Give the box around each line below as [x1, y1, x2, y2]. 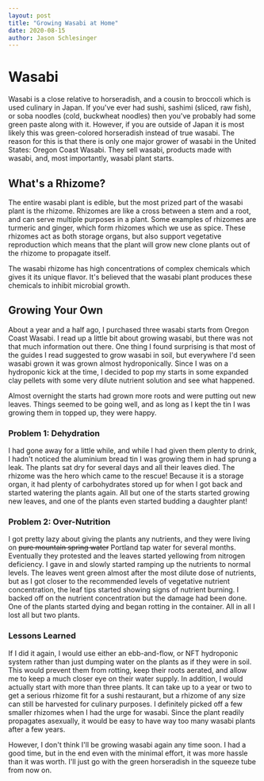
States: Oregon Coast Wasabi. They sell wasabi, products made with [8, 145, 232, 155]
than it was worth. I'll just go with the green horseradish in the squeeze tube [8, 756, 256, 766]
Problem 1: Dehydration [8, 427, 101, 438]
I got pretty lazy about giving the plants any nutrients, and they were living [8, 534, 251, 544]
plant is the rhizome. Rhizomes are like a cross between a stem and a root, [8, 206, 251, 216]
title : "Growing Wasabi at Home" [8, 19, 119, 27]
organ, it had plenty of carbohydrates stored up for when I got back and [8, 480, 243, 489]
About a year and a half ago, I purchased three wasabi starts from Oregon [8, 324, 250, 334]
